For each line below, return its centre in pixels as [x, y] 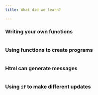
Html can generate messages [42, 69]
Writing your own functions [39, 31]
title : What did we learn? [33, 10]
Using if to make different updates [48, 87]
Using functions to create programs [49, 50]
